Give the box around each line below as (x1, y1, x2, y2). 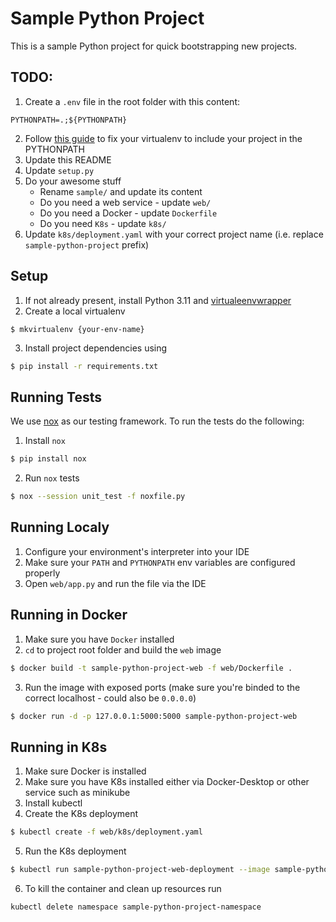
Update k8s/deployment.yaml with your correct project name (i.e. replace (24, 228, 324, 240)
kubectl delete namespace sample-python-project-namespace (10, 902, 262, 912)
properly (24, 567, 61, 579)
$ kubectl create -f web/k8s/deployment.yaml (10, 827, 203, 837)
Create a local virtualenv (24, 305, 126, 317)
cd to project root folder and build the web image (24, 643, 222, 656)
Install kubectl (24, 797, 83, 809)
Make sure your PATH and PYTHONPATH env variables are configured (24, 556, 296, 568)
